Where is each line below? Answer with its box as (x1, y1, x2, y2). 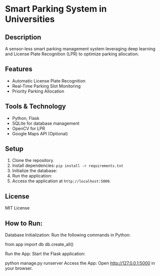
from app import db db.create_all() (5, 242, 74, 247)
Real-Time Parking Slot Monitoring (12, 83, 81, 89)
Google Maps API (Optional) (12, 130, 68, 136)
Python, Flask (12, 115, 40, 121)
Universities (5, 14, 55, 25)
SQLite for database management (12, 120, 80, 126)
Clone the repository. (12, 158, 54, 163)
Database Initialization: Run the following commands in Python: (5, 232, 131, 238)
